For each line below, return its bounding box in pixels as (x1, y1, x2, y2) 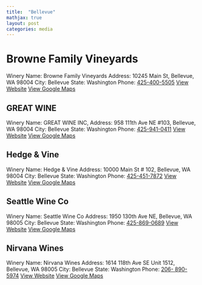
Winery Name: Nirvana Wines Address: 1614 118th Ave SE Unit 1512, (6, 259, 175, 267)
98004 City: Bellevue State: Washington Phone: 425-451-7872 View (6, 172, 177, 180)
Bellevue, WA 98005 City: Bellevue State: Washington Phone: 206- (6, 266, 174, 273)
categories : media (6, 26, 53, 32)
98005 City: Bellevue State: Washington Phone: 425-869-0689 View (6, 219, 178, 226)
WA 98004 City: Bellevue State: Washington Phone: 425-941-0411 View (6, 125, 186, 133)
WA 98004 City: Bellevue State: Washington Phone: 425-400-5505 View (6, 79, 189, 86)
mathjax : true (6, 15, 43, 21)
